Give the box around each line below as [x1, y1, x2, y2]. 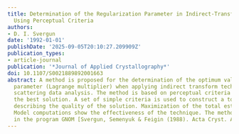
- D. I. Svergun [7, 30, 55, 38]
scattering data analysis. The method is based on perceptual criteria [14, 89, 231, 96]
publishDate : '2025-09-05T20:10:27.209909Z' [7, 43, 142, 50]
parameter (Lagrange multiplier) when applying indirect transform [14, 83, 218, 90]
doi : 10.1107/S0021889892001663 [7, 69, 103, 77]
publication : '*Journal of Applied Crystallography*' [7, 63, 171, 70]
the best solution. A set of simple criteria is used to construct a [14, 96, 224, 104]
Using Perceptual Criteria [14, 17, 94, 24]
